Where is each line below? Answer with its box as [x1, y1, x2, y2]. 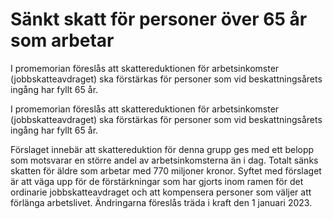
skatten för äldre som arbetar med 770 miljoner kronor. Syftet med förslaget [10, 164, 322, 177]
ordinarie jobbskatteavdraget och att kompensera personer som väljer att [10, 186, 312, 198]
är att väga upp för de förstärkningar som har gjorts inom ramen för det [10, 175, 304, 187]
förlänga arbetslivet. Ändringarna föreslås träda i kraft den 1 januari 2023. [10, 196, 313, 208]
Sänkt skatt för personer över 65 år [10, 8, 308, 31]
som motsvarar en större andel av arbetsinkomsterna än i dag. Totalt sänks [10, 154, 319, 166]
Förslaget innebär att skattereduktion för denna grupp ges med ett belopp [10, 143, 315, 155]
